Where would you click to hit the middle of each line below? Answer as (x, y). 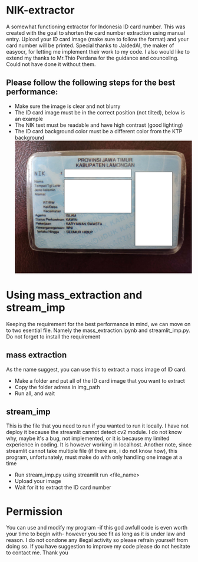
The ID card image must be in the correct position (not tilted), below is (100, 112)
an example (29, 119)
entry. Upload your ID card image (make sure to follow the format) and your (98, 39)
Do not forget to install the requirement (53, 336)
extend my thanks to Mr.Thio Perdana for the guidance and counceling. (92, 58)
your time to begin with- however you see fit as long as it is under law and (96, 534)
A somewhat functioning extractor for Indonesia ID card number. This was (96, 27)
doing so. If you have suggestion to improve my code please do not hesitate (98, 547)
